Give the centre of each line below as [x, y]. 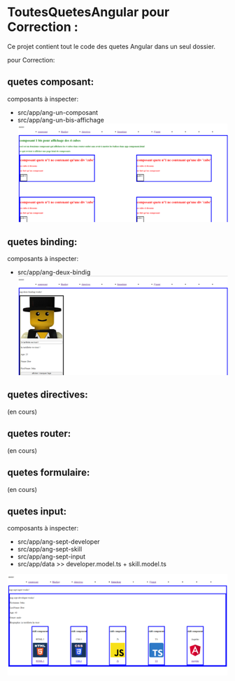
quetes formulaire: [49, 473]
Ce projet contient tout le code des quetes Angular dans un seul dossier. [111, 46]
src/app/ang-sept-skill [50, 549]
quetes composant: [51, 82]
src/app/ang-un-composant [58, 112]
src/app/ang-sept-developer [58, 542]
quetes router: [39, 434]
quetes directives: [48, 395]
